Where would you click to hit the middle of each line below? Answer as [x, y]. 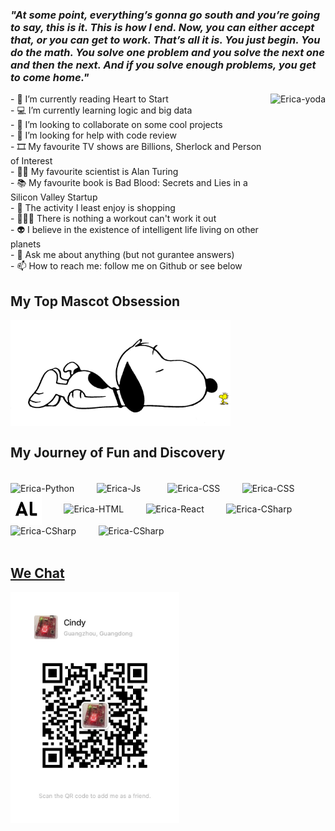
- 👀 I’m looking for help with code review [93, 135]
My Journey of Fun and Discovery [118, 452]
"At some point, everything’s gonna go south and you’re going [165, 15]
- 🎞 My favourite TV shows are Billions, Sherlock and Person [136, 147]
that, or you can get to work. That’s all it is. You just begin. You [165, 40]
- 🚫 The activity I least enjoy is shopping [93, 208]
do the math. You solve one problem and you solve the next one [167, 52]
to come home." [50, 77]
